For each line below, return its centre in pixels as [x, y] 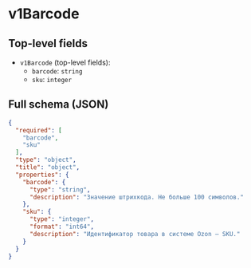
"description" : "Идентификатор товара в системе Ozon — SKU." [135, 234]
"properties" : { [42, 175]
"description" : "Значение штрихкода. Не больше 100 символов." [137, 197]
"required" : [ [39, 130]
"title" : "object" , [48, 167]
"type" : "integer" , [61, 219]
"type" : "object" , [46, 160]
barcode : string [57, 71]
